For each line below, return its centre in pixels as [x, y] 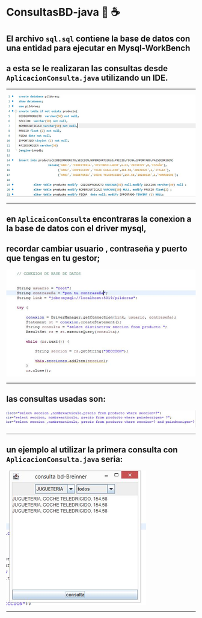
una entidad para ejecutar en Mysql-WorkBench [98, 48]
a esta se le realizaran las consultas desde [87, 68]
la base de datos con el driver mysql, [76, 229]
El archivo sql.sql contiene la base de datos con [98, 38]
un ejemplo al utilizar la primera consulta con [92, 450]
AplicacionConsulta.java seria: [65, 459]
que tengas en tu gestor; [53, 258]
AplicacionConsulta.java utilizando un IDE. [87, 77]
